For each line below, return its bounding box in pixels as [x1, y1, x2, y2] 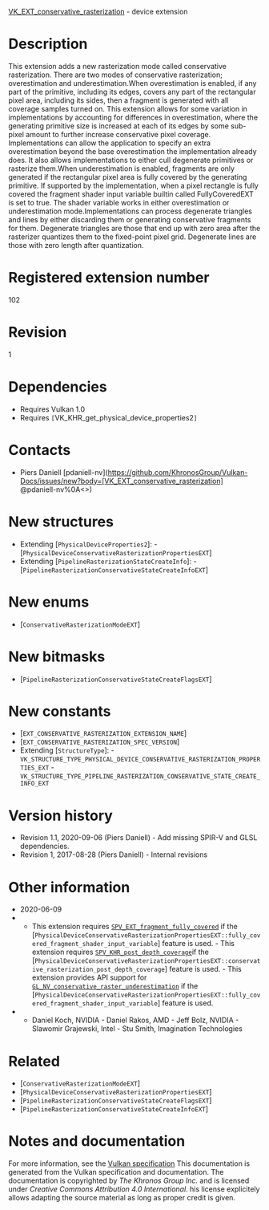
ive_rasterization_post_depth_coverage [31, 966, 166, 974]
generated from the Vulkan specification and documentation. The [8, 1167, 224, 1177]
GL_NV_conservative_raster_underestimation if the [31, 981, 199, 991]
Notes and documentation [8, 1132, 186, 1151]
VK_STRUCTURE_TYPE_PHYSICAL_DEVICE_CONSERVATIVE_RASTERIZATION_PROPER [19, 756, 261, 764]
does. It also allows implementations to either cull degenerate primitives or [8, 155, 254, 164]
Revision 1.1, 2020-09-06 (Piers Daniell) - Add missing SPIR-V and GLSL [19, 833, 258, 843]
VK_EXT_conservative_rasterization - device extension [8, 7, 188, 16]
